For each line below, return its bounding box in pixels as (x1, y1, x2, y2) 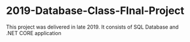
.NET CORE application (6, 29, 61, 36)
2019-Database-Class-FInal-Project (6, 4, 185, 17)
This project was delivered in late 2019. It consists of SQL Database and (6, 23, 179, 30)
